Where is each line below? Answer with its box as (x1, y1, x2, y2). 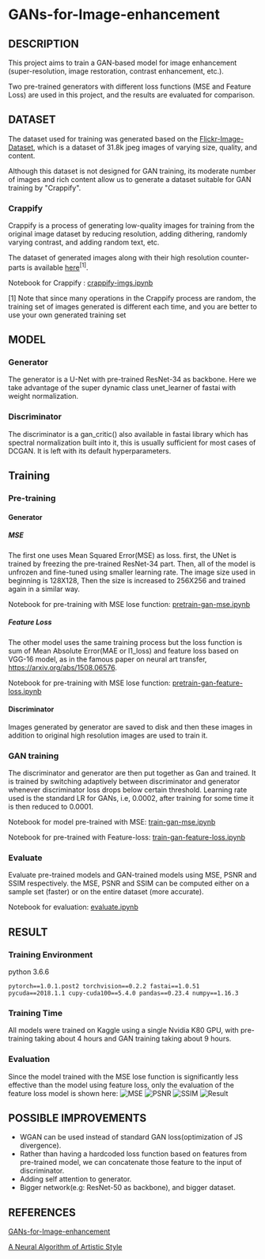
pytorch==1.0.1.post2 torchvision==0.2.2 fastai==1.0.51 (8, 983, 200, 991)
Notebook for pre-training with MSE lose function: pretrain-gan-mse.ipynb (8, 599, 251, 609)
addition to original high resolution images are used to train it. (8, 730, 208, 740)
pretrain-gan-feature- (172, 678, 244, 688)
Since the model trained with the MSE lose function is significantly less (8, 1071, 239, 1081)
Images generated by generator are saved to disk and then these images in (8, 722, 253, 731)
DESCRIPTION (8, 37, 79, 51)
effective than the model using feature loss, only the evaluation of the (8, 1080, 235, 1090)
